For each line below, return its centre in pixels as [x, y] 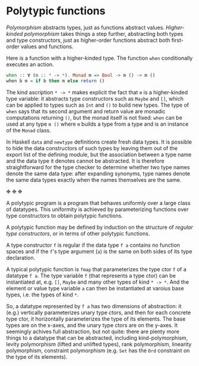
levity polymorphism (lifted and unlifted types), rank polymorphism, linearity [99, 344]
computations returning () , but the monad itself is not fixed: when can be [94, 117]
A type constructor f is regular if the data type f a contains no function [93, 245]
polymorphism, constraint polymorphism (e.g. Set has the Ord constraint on [98, 351]
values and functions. [47, 46]
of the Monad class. [29, 130]
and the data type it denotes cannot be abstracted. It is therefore [85, 161]
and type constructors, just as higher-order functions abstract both [88, 40]
